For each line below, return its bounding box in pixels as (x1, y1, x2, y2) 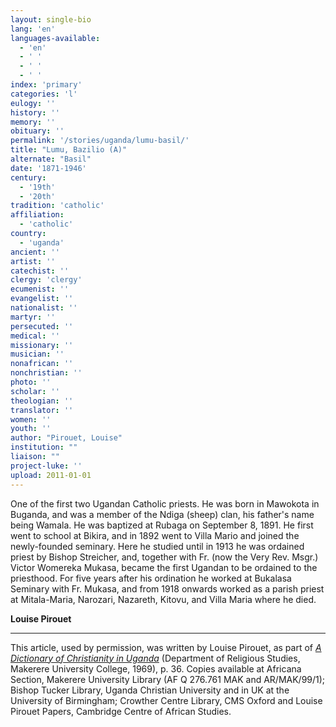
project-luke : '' (10, 461, 83, 471)
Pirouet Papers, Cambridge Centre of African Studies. (10, 705, 232, 717)
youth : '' (10, 424, 52, 434)
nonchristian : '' (10, 368, 83, 378)
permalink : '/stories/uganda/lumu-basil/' (10, 136, 190, 146)
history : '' (10, 107, 60, 118)
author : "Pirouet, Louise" (10, 433, 123, 443)
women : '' (10, 414, 52, 425)
